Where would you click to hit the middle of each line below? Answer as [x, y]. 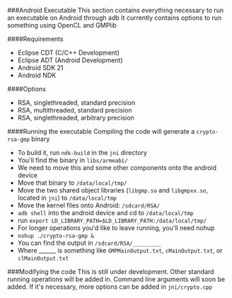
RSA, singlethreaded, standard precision [76, 103]
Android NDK [37, 75]
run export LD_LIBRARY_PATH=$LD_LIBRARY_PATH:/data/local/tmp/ [112, 220]
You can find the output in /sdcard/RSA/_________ [89, 243]
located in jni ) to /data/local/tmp [67, 198]
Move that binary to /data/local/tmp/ [72, 183]
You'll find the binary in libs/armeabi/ [73, 160]
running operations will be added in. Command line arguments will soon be [116, 279]
